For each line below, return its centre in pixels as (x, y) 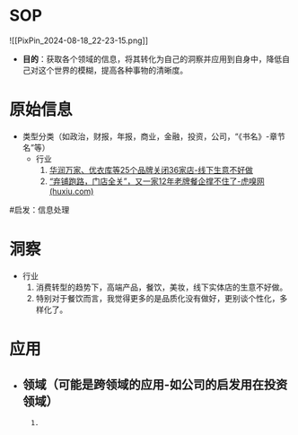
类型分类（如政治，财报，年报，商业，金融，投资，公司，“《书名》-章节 (153, 136)
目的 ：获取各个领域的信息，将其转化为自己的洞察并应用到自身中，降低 (152, 58)
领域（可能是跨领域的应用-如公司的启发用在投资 (155, 385)
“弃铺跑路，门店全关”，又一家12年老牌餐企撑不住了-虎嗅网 (157, 181)
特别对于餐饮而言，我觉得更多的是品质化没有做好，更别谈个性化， (158, 298)
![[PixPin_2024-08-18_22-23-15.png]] (79, 40)
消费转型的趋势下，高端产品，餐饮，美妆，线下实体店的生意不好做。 (162, 287)
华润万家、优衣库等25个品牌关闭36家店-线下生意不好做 (151, 170)
